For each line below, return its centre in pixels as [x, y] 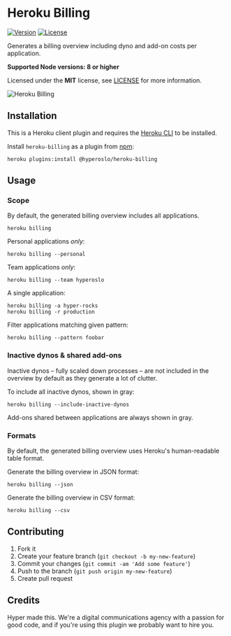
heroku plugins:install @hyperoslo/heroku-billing [82, 159]
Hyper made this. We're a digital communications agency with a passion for [116, 617]
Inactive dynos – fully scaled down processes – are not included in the [108, 370]
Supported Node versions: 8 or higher [64, 66]
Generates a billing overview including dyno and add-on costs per [102, 45]
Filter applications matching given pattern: [68, 325]
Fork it [27, 549]
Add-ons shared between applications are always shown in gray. [100, 417]
